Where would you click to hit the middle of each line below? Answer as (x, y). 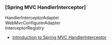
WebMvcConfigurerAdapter (33, 23)
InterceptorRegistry (25, 28)
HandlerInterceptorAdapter (32, 18)
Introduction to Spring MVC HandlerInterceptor (59, 37)
